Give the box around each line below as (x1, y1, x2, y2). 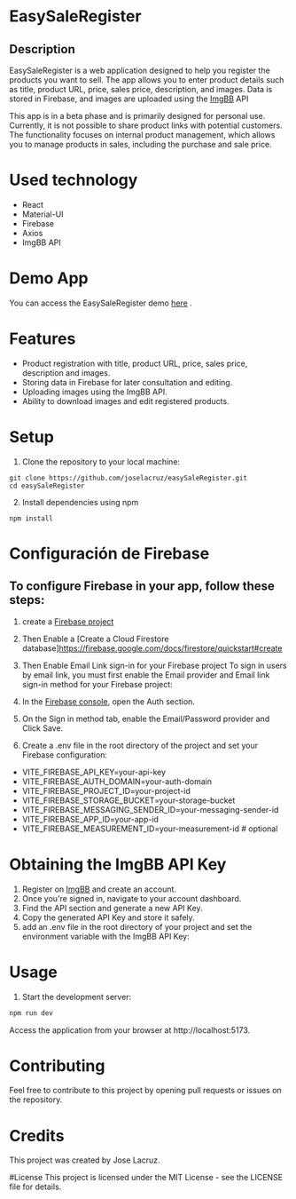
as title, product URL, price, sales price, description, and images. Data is (9, 84, 273, 94)
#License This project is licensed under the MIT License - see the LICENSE (9, 1172, 284, 1183)
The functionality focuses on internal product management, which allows (9, 130, 276, 139)
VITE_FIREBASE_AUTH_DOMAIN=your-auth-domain (21, 775, 213, 787)
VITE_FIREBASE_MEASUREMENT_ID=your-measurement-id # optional (21, 823, 278, 834)
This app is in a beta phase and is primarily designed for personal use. (9, 111, 266, 121)
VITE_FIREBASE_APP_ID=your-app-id (21, 814, 160, 824)
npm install (9, 513, 53, 523)
